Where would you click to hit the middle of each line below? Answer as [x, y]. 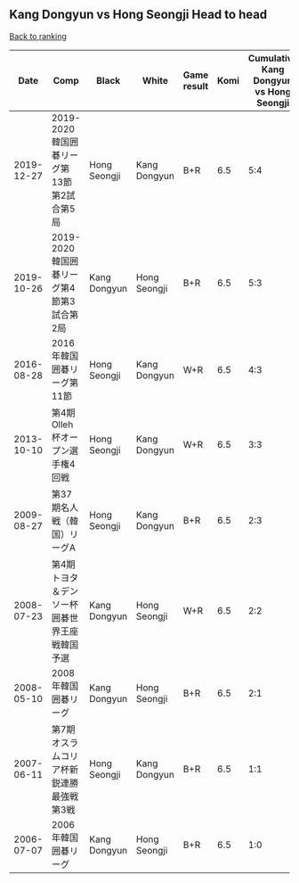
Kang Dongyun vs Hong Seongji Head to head [138, 15]
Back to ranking [38, 36]
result [196, 86]
